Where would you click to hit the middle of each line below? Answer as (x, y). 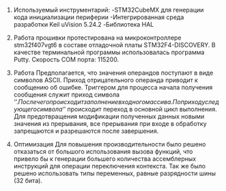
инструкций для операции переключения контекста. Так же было (110, 166)
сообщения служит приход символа (67, 94)
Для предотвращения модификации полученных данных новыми (109, 116)
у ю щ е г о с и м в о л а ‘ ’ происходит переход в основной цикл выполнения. (115, 109)
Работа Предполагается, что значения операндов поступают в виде (113, 73)
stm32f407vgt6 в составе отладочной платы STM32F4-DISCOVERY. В (115, 45)
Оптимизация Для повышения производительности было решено (110, 144)
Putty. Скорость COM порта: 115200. (66, 60)
